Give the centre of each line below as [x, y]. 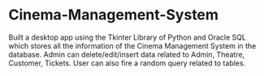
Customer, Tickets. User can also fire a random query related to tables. [127, 63]
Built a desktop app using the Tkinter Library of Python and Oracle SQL [127, 37]
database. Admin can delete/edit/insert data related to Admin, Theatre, [127, 54]
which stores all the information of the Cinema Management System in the [132, 45]
